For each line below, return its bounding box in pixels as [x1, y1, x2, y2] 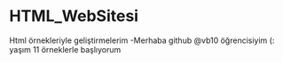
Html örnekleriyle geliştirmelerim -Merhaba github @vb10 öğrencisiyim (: [9, 35, 275, 45]
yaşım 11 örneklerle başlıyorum [9, 44, 122, 54]
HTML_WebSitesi [9, 6, 139, 26]
